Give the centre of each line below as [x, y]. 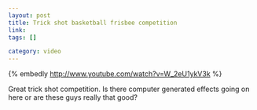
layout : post [29, 15]
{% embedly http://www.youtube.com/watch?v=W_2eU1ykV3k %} [115, 74]
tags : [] [22, 37]
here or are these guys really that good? [73, 97]
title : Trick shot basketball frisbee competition [93, 23]
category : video [35, 52]
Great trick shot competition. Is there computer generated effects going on [129, 89]
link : [17, 30]
